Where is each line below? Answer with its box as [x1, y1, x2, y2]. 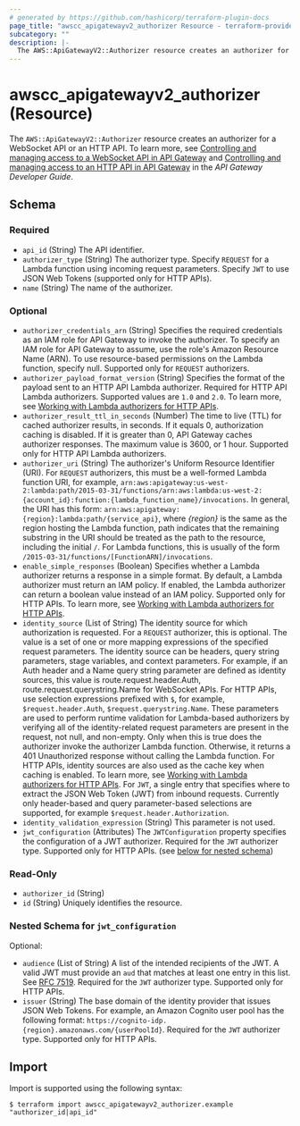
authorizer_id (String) [21, 888, 105, 899]
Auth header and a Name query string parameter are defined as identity [21, 665, 287, 676]
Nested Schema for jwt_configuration [9, 920, 177, 932]
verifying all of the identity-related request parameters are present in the [21, 722, 289, 733]
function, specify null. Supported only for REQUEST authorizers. [21, 363, 250, 374]
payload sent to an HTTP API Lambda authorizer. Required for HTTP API [21, 382, 287, 393]
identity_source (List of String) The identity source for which [21, 618, 248, 628]
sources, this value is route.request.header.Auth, [21, 675, 202, 685]
